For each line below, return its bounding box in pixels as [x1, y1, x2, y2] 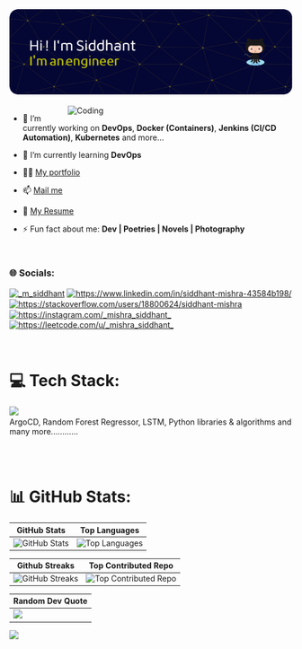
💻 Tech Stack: [9, 370, 120, 390]
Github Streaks [16, 560, 75, 571]
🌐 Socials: [9, 267, 56, 279]
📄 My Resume [22, 206, 75, 216]
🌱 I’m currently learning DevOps [22, 150, 142, 161]
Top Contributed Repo [88, 560, 173, 571]
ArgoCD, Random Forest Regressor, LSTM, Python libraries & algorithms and [9, 417, 292, 427]
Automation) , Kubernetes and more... [22, 132, 164, 143]
